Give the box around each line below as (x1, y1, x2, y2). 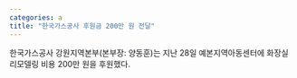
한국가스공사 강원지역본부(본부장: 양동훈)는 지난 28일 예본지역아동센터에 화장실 (9, 47, 289, 58)
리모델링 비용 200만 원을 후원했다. (9, 58, 131, 69)
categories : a (9, 13, 63, 22)
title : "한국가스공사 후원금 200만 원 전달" (9, 22, 156, 30)
